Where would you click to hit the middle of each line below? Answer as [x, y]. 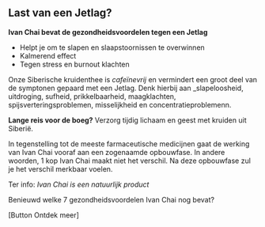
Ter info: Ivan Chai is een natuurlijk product [79, 184]
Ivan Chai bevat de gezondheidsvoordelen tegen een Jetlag [108, 32]
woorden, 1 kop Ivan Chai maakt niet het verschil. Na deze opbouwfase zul [130, 161]
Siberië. [21, 128]
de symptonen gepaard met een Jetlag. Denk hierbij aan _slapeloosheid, [126, 88]
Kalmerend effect [48, 55]
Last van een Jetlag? [60, 13]
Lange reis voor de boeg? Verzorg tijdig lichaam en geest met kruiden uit [127, 120]
